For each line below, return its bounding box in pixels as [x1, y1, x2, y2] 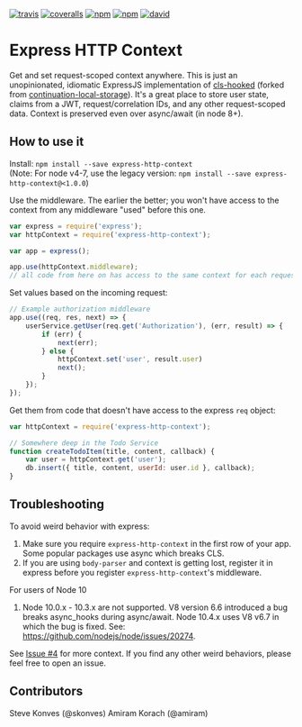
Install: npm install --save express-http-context [9, 158, 193, 168]
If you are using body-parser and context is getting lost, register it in [22, 557, 273, 568]
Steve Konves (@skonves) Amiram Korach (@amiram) [9, 707, 209, 718]
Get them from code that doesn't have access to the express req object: [9, 404, 276, 415]
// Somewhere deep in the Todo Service [9, 438, 159, 448]
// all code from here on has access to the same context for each [9, 271, 268, 280]
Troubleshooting [9, 496, 105, 513]
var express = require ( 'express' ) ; [9, 222, 143, 231]
